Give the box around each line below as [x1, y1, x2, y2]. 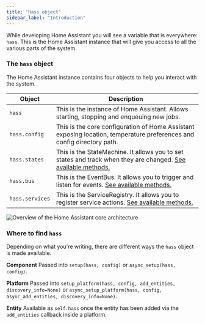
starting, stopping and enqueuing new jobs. [56, 112, 181, 121]
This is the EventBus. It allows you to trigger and [56, 172, 194, 181]
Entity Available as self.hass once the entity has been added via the [6, 304, 179, 312]
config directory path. [56, 138, 118, 146]
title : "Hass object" [6, 9, 62, 15]
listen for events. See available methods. [56, 180, 172, 189]
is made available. [6, 249, 52, 257]
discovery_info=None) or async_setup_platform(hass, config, [6, 286, 163, 293]
